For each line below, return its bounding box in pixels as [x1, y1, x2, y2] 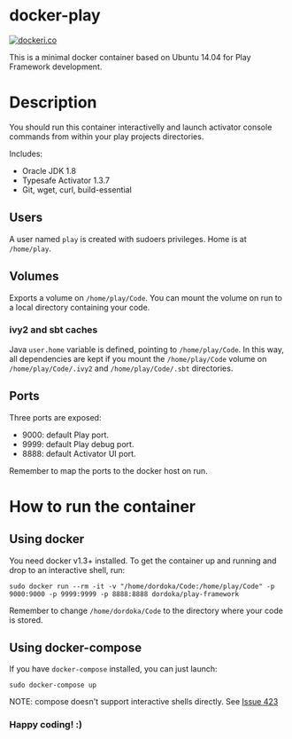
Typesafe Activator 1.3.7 [21, 175, 111, 185]
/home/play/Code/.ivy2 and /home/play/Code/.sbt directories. [9, 363, 234, 373]
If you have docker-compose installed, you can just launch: [9, 664, 219, 674]
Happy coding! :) [9, 719, 82, 731]
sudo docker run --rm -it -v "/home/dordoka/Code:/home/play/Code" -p [9, 582, 275, 591]
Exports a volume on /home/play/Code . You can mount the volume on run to [9, 292, 283, 303]
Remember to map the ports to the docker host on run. [9, 465, 208, 476]
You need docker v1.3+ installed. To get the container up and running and [9, 555, 277, 566]
